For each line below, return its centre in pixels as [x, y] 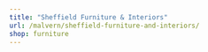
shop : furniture [39, 33]
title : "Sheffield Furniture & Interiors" [89, 17]
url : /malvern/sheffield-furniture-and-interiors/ [104, 26]
